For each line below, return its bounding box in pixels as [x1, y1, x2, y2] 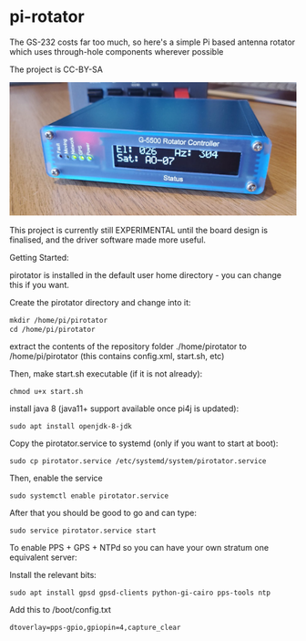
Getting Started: [9, 253, 70, 264]
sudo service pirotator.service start [9, 526, 157, 535]
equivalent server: [9, 552, 77, 563]
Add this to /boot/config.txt [9, 605, 112, 615]
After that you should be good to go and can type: [9, 508, 198, 519]
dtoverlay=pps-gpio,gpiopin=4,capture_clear [9, 623, 181, 633]
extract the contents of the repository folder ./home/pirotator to [9, 341, 248, 352]
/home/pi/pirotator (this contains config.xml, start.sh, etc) [9, 351, 225, 362]
